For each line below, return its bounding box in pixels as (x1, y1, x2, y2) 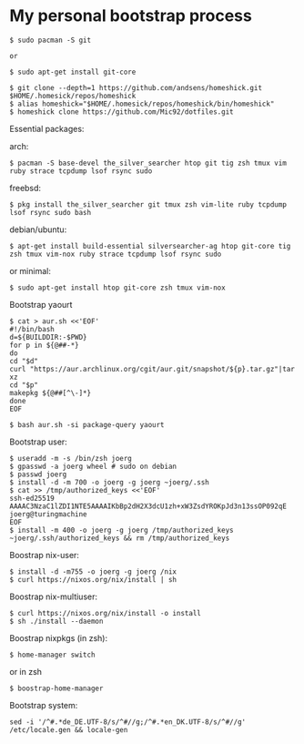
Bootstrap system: (9, 699, 78, 710)
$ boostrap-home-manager (9, 684, 104, 693)
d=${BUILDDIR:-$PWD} (9, 332, 88, 341)
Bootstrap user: (9, 436, 68, 447)
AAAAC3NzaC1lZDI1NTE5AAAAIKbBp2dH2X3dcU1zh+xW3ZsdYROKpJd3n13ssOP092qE (9, 502, 287, 511)
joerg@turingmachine (9, 509, 88, 519)
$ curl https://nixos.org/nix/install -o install (9, 608, 202, 617)
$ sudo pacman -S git (9, 36, 92, 45)
